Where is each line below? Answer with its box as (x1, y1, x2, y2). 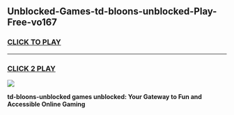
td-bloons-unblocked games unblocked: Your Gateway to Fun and (7, 92, 202, 100)
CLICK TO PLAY (7, 38, 61, 47)
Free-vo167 (7, 17, 58, 29)
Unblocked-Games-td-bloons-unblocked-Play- (7, 6, 217, 17)
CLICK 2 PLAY (7, 63, 56, 73)
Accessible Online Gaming (7, 100, 86, 108)
